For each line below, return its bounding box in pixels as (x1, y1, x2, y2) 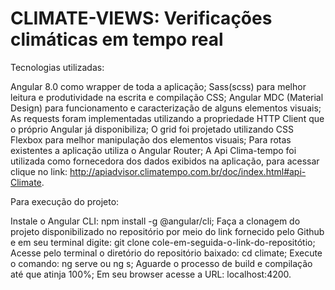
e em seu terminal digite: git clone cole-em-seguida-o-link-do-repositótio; (10, 236, 316, 248)
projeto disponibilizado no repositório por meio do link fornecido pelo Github (10, 225, 325, 237)
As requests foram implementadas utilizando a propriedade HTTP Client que (10, 112, 325, 124)
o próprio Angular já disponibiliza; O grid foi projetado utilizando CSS (10, 123, 294, 135)
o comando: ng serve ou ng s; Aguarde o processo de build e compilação (10, 257, 313, 269)
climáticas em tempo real (10, 28, 224, 51)
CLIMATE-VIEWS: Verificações (10, 7, 273, 30)
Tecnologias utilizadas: (10, 61, 105, 73)
